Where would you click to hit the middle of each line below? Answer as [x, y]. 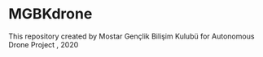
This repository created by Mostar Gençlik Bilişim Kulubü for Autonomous [131, 36]
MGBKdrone [50, 14]
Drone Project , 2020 [44, 44]
